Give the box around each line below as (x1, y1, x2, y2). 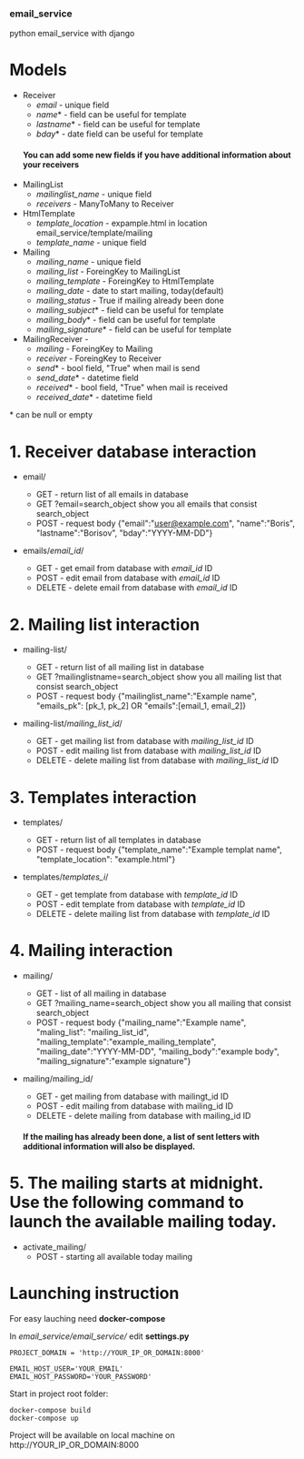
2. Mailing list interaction (9, 614, 201, 635)
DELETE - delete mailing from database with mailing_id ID (35, 1111, 251, 1122)
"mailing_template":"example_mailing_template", (35, 1036, 217, 1048)
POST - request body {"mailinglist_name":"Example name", (35, 690, 257, 702)
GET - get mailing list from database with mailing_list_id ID (35, 736, 254, 747)
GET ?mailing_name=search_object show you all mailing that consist (35, 998, 292, 1009)
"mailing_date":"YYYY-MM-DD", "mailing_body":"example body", (35, 1046, 279, 1057)
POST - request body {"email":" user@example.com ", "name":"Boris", (35, 518, 295, 529)
